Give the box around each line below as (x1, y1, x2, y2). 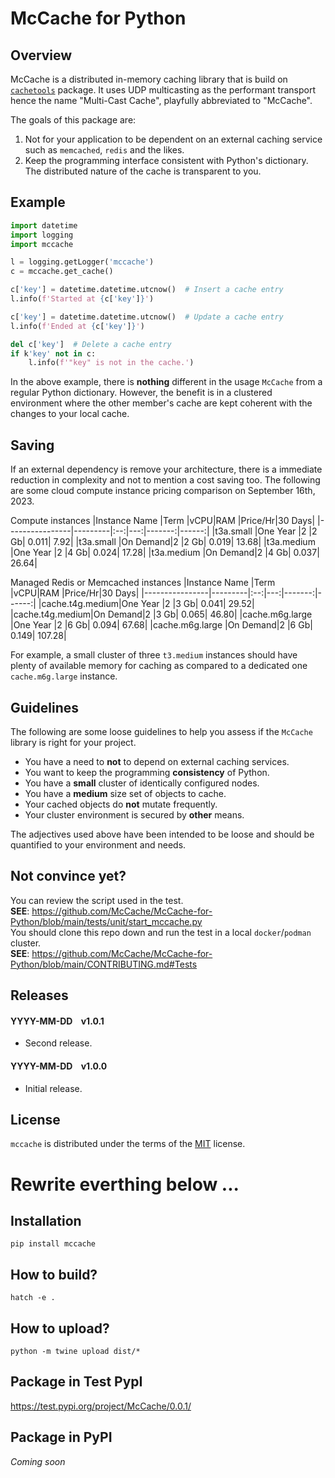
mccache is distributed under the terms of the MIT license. (10, 1138, 246, 1150)
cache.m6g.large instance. (10, 670, 118, 682)
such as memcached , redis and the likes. (24, 144, 185, 156)
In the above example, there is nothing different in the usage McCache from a (10, 376, 323, 388)
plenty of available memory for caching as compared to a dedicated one (10, 660, 308, 672)
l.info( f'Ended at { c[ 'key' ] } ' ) (10, 321, 145, 331)
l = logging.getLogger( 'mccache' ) (10, 257, 155, 267)
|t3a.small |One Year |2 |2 (211, 525, 318, 537)
